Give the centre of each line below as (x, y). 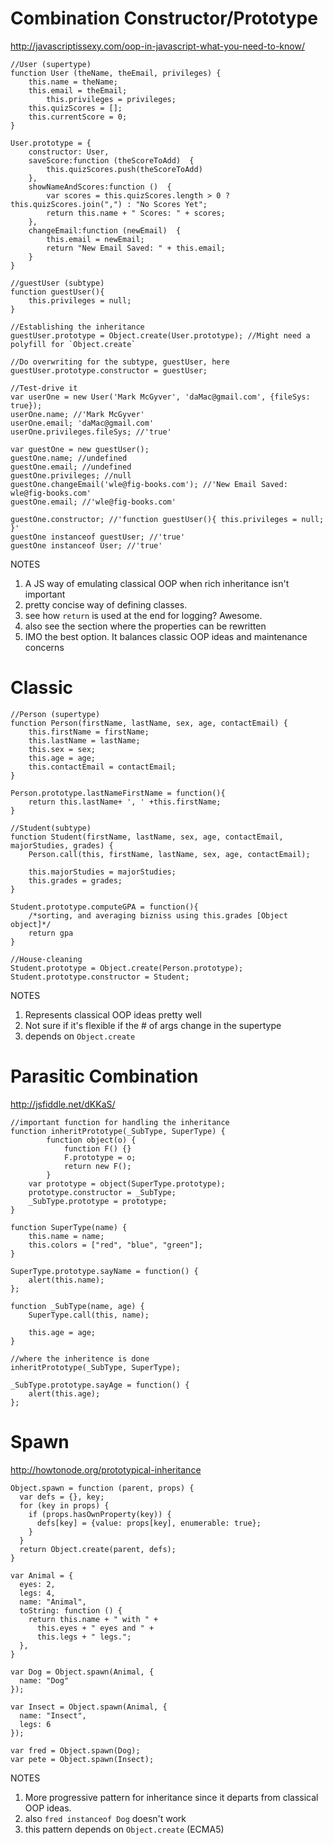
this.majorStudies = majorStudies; (102, 872)
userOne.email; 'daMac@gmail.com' (82, 423)
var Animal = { (42, 1575)
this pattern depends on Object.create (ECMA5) (124, 1829)
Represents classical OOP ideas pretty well (113, 1014)
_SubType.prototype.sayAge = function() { (100, 1385)
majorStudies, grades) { (62, 845)
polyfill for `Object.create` (73, 344)
